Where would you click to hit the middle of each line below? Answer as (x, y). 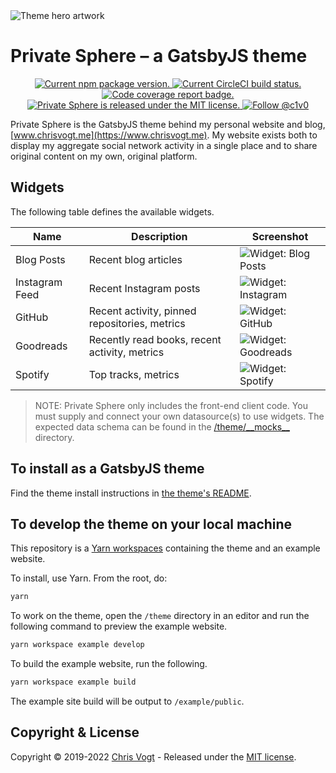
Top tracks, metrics (134, 374)
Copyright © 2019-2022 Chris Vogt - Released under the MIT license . (153, 756)
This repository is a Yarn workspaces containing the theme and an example (165, 548)
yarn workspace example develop (77, 645)
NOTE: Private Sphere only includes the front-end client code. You (171, 405)
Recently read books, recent (155, 339)
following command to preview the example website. (119, 626)
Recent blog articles (135, 259)
